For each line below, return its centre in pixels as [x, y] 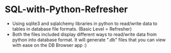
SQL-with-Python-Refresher [66, 9]
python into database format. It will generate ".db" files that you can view [89, 40]
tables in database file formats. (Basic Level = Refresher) [72, 29]
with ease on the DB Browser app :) [50, 45]
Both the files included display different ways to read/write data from [84, 34]
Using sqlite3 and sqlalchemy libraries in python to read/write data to [85, 23]
